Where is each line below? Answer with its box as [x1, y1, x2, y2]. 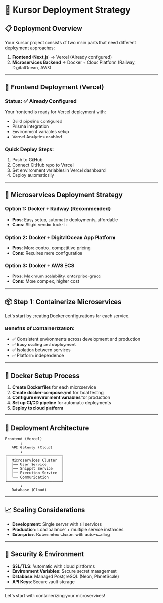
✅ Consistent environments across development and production [12, 336, 141, 342]
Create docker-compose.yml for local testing [12, 390, 104, 396]
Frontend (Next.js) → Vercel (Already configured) [12, 54, 112, 60]
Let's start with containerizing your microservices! [5, 592, 105, 598]
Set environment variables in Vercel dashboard [12, 167, 106, 173]
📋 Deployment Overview [5, 24, 82, 33]
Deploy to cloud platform [12, 405, 64, 411]
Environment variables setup [12, 128, 69, 134]
